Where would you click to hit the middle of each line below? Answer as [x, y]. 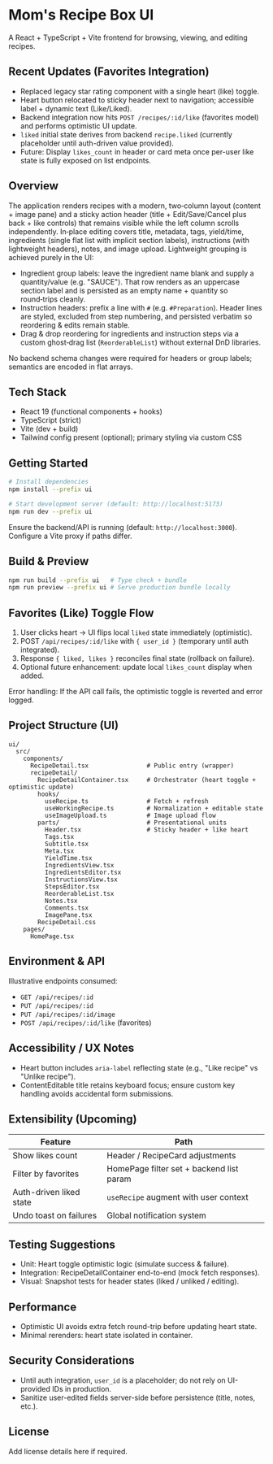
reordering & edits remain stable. [75, 325]
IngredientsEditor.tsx [83, 872]
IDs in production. [82, 1388]
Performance [43, 1307]
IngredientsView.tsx [79, 865]
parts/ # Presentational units [132, 823]
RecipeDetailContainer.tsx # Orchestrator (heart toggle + [147, 780]
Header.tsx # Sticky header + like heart [147, 830]
